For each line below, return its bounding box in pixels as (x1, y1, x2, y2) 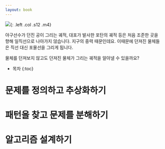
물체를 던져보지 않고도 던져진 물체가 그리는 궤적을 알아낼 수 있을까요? (5, 55, 139, 61)
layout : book (5, 7, 32, 12)
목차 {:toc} (12, 65, 34, 71)
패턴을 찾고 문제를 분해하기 (5, 110, 108, 121)
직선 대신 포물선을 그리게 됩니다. (10, 44, 73, 50)
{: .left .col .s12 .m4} (10, 21, 51, 27)
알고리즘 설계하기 (5, 134, 72, 146)
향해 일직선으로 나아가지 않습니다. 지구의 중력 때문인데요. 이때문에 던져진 (5, 38, 146, 44)
